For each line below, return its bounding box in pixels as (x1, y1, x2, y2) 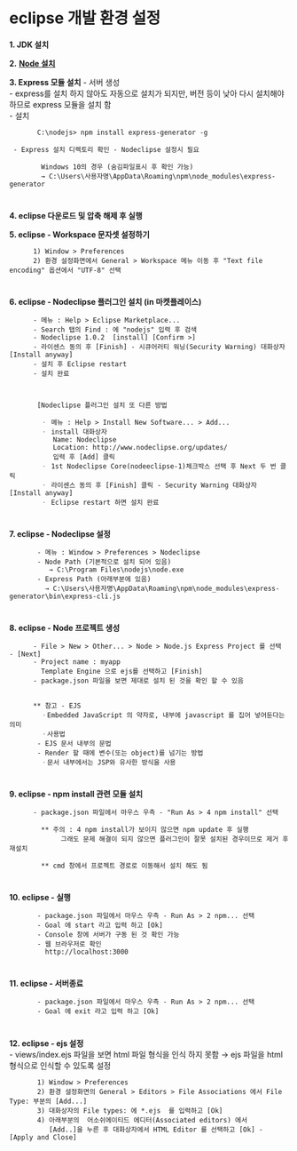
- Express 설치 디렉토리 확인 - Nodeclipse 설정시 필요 (12, 145, 199, 154)
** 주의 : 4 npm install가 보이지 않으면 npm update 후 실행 (41, 826, 249, 835)
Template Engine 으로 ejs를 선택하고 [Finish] (41, 667, 203, 675)
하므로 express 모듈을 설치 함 (9, 99, 112, 109)
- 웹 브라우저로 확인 (36, 939, 102, 949)
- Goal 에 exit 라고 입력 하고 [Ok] (36, 1007, 160, 1016)
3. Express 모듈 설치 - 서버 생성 (9, 76, 121, 87)
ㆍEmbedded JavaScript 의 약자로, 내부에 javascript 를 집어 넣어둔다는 (41, 710, 285, 720)
